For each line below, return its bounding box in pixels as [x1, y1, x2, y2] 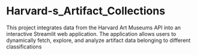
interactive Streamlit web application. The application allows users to [6, 30, 177, 37]
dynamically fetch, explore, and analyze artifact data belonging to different [6, 36, 191, 44]
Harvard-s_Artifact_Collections [6, 4, 166, 18]
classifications [6, 43, 42, 50]
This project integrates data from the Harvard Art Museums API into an [6, 24, 181, 31]
